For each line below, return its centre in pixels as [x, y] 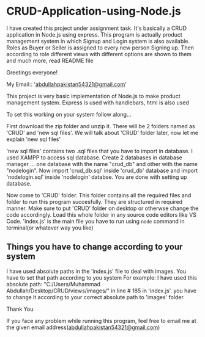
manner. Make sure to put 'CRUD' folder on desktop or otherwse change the [102, 208]
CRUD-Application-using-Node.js [94, 11]
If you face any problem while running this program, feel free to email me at [101, 321]
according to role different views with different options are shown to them [99, 54]
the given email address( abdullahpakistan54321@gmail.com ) [83, 327]
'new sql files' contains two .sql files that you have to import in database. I [99, 151]
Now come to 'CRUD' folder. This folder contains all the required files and [99, 195]
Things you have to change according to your [95, 247]
